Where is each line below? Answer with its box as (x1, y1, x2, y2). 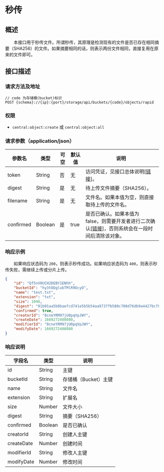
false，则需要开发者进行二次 (85, 218, 150, 225)
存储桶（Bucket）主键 (62, 376, 113, 383)
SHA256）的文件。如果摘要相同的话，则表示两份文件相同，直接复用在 (13, 46, 155, 51)
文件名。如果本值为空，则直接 (85, 194, 154, 201)
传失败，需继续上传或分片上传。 (5, 266, 69, 272)
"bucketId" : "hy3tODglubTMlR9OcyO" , (14, 285, 89, 290)
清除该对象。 (95, 233, 125, 239)
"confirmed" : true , (14, 308, 54, 313)
